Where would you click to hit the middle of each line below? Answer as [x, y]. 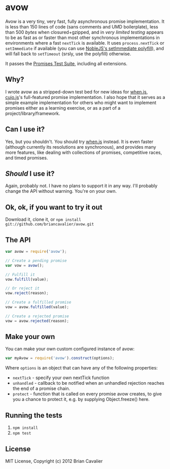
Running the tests [34, 415]
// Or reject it [22, 288]
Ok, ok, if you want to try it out [54, 207]
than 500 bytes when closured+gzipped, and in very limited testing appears [84, 32]
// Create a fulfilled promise [38, 303]
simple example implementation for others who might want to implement [81, 103]
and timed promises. [27, 158]
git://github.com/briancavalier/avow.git [50, 224]
